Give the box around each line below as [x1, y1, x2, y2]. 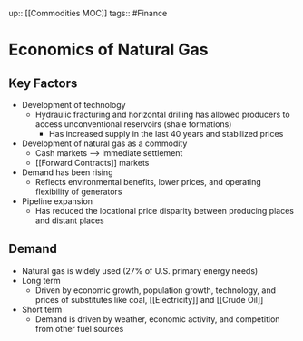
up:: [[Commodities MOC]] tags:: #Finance [8, 8, 168, 18]
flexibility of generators [34, 186, 122, 197]
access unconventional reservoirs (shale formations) [34, 119, 232, 130]
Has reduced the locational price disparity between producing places [34, 206, 294, 216]
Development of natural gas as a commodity [21, 138, 188, 149]
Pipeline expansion [21, 196, 93, 207]
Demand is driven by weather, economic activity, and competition [34, 313, 280, 325]
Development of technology [21, 100, 126, 110]
